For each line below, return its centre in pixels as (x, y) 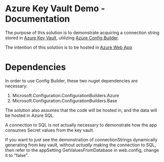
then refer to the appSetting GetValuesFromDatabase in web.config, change (82, 150)
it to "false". (17, 155)
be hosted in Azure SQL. (30, 115)
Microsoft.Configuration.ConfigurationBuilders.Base (65, 101)
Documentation (38, 19)
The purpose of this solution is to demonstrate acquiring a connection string (82, 32)
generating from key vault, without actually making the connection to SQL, (81, 145)
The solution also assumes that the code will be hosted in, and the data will (81, 110)
